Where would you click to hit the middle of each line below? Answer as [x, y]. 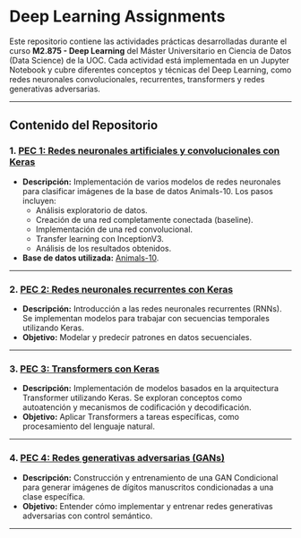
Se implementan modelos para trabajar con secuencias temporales [146, 318]
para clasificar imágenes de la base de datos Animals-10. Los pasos [147, 191]
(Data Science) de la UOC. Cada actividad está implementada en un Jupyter [149, 60]
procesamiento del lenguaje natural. [88, 426]
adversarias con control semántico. [87, 516]
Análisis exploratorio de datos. [91, 210]
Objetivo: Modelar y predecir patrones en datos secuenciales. [137, 337]
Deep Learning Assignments [117, 17]
